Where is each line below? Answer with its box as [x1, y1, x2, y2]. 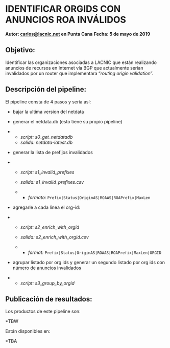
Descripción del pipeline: [5, 85, 87, 94]
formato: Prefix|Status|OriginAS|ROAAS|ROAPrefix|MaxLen [28, 194, 151, 200]
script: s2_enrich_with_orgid [20, 224, 80, 230]
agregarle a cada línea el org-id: [12, 204, 81, 210]
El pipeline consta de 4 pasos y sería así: [5, 98, 91, 105]
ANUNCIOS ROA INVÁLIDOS [5, 14, 127, 26]
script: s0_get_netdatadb [20, 134, 73, 140]
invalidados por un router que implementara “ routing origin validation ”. [5, 70, 154, 76]
